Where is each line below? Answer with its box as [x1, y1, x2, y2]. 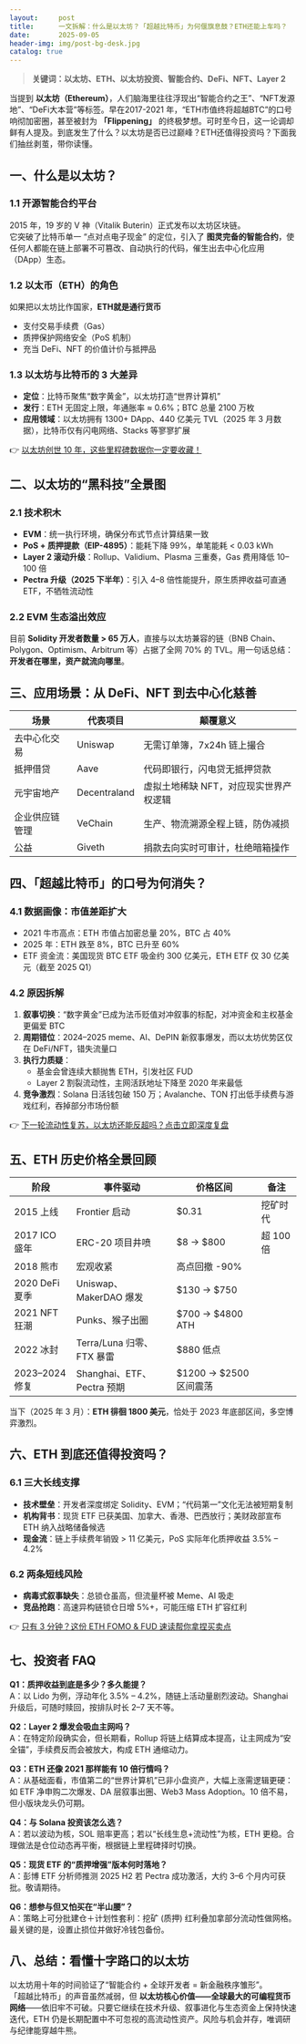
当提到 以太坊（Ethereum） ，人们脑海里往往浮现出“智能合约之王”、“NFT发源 [9, 93, 296, 104]
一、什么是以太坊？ [9, 168, 117, 183]
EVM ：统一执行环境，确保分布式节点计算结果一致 [22, 529, 209, 540]
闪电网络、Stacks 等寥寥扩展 [82, 425, 191, 436]
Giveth [76, 841, 105, 853]
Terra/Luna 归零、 [76, 1337, 154, 1349]
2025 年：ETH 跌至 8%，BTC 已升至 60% [22, 938, 180, 949]
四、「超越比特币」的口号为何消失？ [9, 875, 208, 891]
